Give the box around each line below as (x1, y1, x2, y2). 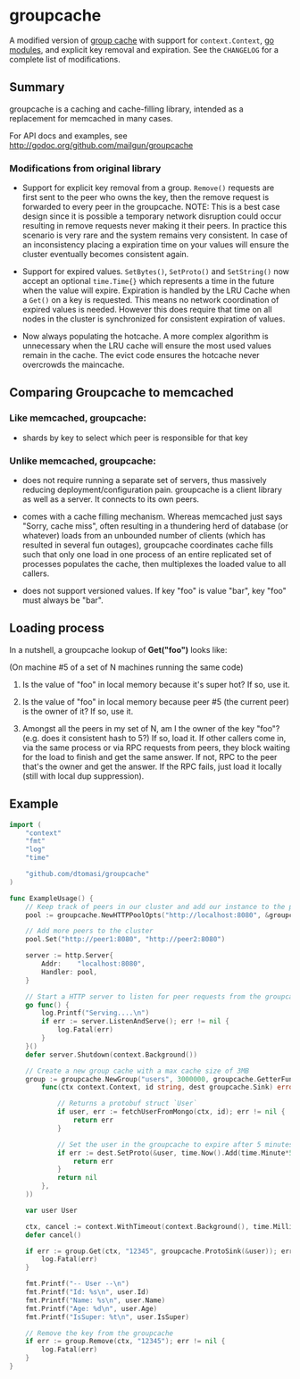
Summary (9, 79, 65, 95)
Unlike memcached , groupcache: (9, 455, 156, 467)
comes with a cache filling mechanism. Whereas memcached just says (21, 511, 283, 522)
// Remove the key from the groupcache (25, 1328, 174, 1338)
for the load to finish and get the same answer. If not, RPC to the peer (21, 751, 278, 762)
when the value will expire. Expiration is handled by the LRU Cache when (21, 285, 290, 296)
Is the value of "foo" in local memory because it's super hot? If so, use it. (21, 679, 290, 689)
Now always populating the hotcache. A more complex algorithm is (21, 331, 270, 342)
